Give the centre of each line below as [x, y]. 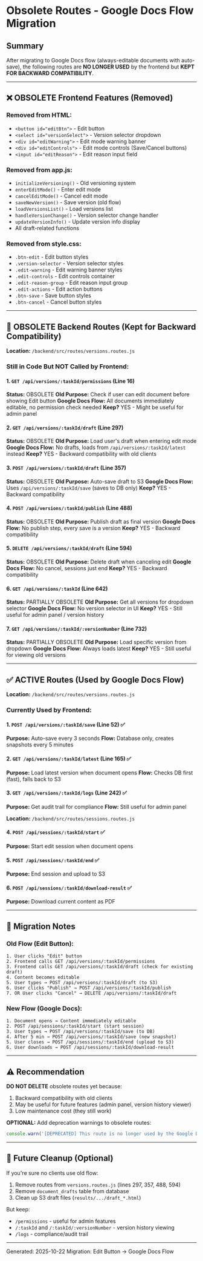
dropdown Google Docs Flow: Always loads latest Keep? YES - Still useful [99, 648]
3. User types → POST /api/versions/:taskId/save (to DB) [81, 1032]
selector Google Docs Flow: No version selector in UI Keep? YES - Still [95, 608]
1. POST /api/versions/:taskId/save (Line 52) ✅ [66, 724]
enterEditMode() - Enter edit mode [58, 189]
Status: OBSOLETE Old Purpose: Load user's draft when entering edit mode [101, 441]
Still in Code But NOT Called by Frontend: [68, 367]
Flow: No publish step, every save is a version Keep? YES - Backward [93, 528]
